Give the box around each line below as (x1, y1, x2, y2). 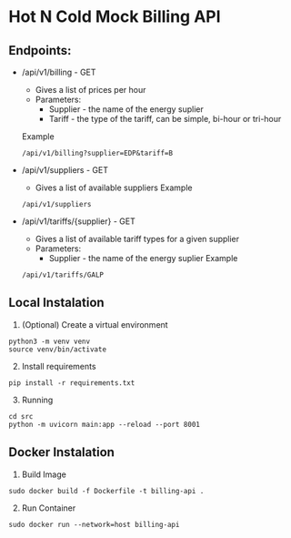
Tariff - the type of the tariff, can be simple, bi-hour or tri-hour (48, 114, 282, 124)
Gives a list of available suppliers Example (35, 182, 193, 193)
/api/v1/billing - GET (21, 66, 96, 77)
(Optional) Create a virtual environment (21, 319, 169, 330)
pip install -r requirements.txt (8, 378, 135, 388)
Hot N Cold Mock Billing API (8, 6, 221, 27)
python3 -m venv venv (8, 337, 91, 346)
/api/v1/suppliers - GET (21, 165, 108, 175)
